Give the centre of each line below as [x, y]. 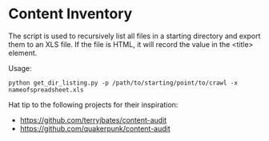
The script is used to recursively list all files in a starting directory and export [134, 36]
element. [23, 53]
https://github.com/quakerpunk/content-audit [95, 128]
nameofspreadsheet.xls [46, 90]
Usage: [20, 68]
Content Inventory [70, 14]
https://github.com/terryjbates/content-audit [93, 119]
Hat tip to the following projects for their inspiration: [93, 104]
